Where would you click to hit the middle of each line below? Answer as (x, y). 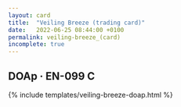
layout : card (29, 15)
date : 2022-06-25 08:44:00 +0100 (66, 30)
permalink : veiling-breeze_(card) (65, 37)
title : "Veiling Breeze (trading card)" (77, 23)
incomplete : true (36, 45)
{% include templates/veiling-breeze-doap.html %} (91, 95)
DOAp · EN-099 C (52, 76)
